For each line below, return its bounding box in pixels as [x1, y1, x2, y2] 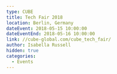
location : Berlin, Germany [6, 20, 74, 26]
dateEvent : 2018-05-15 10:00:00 [6, 25, 87, 32]
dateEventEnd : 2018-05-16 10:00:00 [6, 31, 95, 37]
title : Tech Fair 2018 [6, 14, 63, 20]
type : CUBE [6, 8, 34, 15]
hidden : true [6, 48, 39, 54]
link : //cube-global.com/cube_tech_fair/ [6, 36, 112, 42]
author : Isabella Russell [6, 42, 71, 48]
